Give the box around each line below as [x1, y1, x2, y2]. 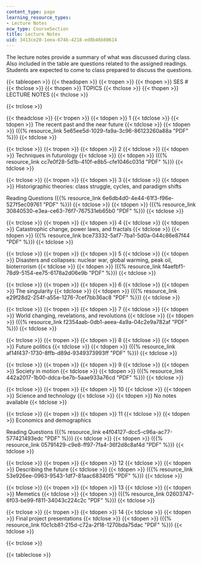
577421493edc [6, 435, 43, 442]
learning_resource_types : [6, 15, 71, 21]
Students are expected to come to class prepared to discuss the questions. [6, 66, 193, 73]
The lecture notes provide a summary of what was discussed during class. [6, 54, 192, 60]
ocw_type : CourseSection [6, 25, 69, 32]
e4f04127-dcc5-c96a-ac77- [102, 429, 173, 435]
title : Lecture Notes [6, 31, 61, 37]
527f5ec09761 [6, 201, 42, 208]
